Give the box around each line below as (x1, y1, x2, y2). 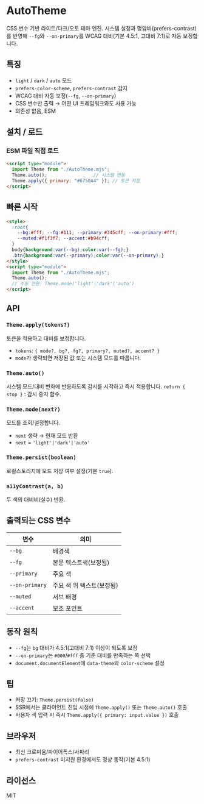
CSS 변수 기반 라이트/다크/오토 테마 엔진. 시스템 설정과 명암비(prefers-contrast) (6, 24, 197, 32)
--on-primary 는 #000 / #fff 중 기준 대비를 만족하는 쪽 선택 (15, 652, 151, 659)
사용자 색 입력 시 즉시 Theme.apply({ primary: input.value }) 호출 (15, 711, 179, 719)
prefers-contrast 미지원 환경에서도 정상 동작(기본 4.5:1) (15, 756, 151, 763)
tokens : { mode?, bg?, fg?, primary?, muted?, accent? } (15, 347, 160, 354)
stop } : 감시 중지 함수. (6, 390, 62, 397)
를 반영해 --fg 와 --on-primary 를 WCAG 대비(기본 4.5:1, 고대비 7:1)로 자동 (6, 32, 182, 40)
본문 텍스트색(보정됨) (52, 558, 110, 567)
